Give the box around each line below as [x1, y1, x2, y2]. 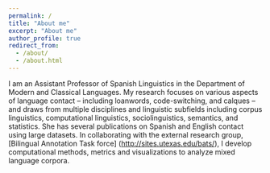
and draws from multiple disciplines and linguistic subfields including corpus [8, 104, 263, 113]
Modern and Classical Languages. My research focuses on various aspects [8, 87, 259, 97]
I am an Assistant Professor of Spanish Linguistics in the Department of [8, 78, 246, 89]
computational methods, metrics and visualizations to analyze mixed [8, 146, 235, 157]
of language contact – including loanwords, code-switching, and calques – [8, 96, 255, 105]
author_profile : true [8, 34, 81, 43]
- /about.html [15, 57, 63, 65]
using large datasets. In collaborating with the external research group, [8, 130, 243, 139]
